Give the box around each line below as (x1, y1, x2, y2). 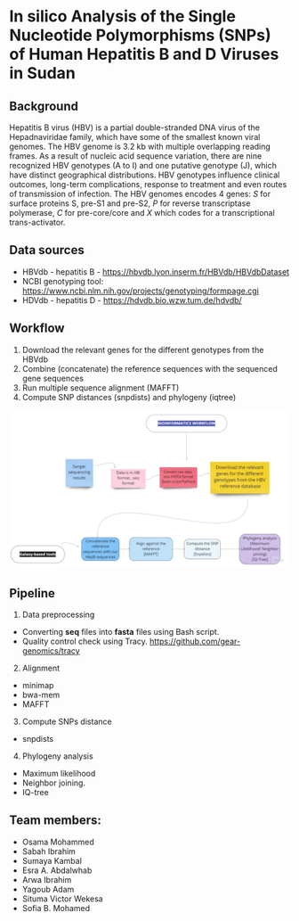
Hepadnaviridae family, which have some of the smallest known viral (9, 132, 261, 142)
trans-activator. (9, 217, 66, 227)
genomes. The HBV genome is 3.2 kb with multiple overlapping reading (9, 141, 271, 152)
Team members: (9, 813, 102, 828)
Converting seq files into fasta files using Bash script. (21, 626, 220, 637)
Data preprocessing (21, 609, 95, 620)
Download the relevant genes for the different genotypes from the (21, 344, 264, 355)
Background (9, 98, 78, 113)
